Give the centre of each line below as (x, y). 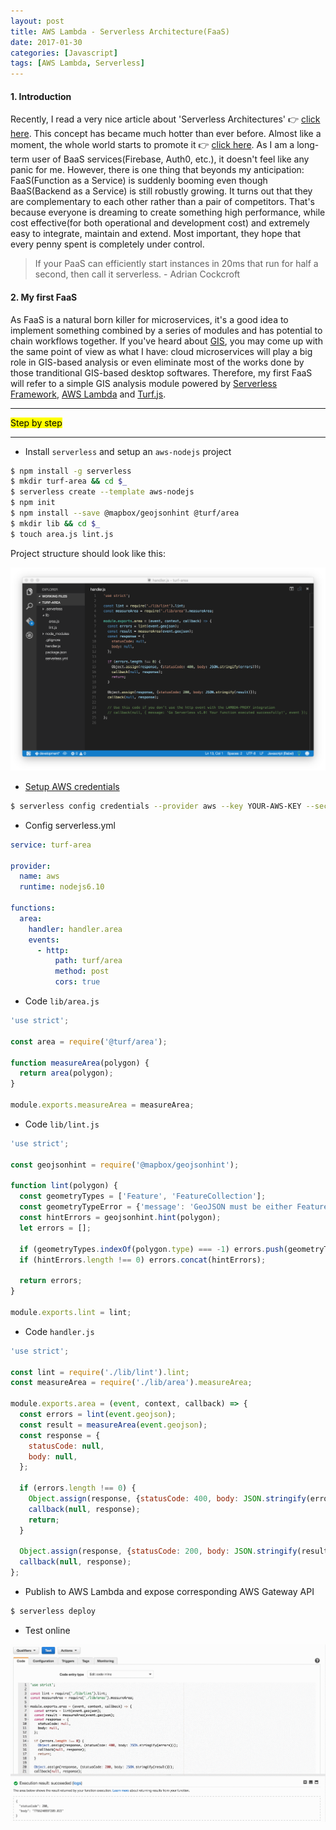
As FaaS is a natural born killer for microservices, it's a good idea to (149, 319)
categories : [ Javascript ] (64, 53)
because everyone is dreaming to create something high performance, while (168, 212)
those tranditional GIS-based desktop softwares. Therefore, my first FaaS (161, 372)
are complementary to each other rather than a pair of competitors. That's (162, 202)
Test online (47, 1630)
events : (44, 940)
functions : (33, 908)
